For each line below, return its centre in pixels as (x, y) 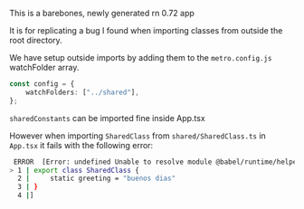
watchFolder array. (44, 67)
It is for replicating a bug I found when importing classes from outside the (146, 30)
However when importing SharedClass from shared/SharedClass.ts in (138, 136)
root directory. (36, 40)
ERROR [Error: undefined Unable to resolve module (113, 162)
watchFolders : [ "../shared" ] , (83, 92)
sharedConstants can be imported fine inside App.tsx (107, 118)
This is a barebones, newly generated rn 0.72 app (102, 13)
